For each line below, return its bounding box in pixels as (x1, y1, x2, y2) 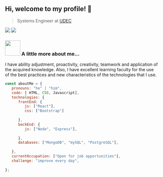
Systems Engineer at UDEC (17, 18, 72, 23)
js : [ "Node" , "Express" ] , (24, 126, 77, 132)
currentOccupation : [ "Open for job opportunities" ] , (11, 154, 121, 159)
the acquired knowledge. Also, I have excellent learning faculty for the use (5, 67, 154, 73)
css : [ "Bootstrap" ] (24, 108, 64, 114)
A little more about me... (21, 50, 80, 57)
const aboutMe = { (5, 81, 42, 86)
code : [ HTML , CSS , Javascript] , (11, 90, 79, 95)
